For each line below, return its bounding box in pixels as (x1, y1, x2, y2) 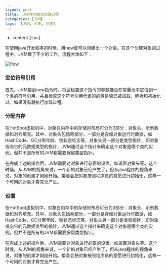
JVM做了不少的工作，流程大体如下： (18, 51, 93, 57)
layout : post (5, 7, 32, 12)
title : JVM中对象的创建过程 (5, 12, 59, 17)
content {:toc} (12, 35, 41, 41)
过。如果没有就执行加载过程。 (5, 99, 66, 105)
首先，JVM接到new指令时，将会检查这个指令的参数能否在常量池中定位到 (5, 86, 153, 92)
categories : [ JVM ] (5, 16, 43, 21)
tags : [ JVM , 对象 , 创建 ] (5, 21, 56, 26)
